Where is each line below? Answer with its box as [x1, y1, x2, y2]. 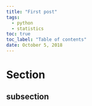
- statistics [11, 25, 44, 32]
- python [11, 20, 33, 26]
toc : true [6, 31, 31, 37]
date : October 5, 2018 [6, 43, 63, 49]
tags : [6, 14, 20, 20]
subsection [6, 92, 50, 102]
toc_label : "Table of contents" [6, 37, 87, 43]
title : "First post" [6, 8, 58, 15]
